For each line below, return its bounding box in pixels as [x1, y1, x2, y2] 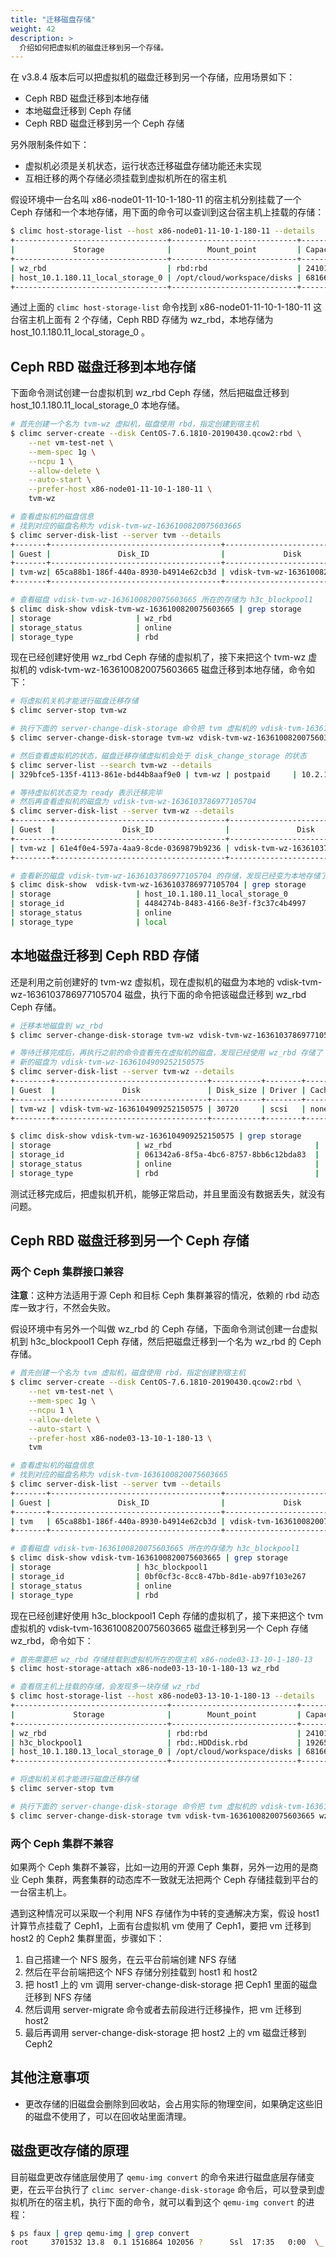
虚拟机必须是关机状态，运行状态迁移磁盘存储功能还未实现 [24, 160, 262, 172]
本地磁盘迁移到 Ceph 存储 [24, 105, 132, 117]
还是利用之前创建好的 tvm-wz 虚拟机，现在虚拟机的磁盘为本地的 [10, 976, 275, 988]
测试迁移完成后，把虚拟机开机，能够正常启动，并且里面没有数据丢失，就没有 [10, 1187, 326, 1200]
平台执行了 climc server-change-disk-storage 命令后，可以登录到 [44, 2183, 317, 2195]
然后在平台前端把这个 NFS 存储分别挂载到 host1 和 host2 [24, 1966, 258, 1978]
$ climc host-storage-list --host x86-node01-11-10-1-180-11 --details [10, 226, 315, 236]
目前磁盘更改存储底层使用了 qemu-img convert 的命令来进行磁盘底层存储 [10, 2171, 307, 2183]
